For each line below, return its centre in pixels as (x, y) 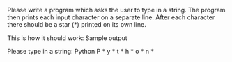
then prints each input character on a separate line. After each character (111, 17)
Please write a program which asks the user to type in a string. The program (116, 10)
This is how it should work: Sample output (67, 38)
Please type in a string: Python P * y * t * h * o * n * (81, 51)
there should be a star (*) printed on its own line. (77, 24)
